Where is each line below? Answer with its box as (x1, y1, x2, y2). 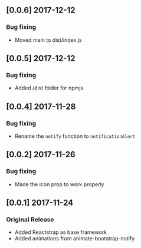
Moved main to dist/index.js (14, 36, 82, 44)
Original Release (6, 216, 54, 224)
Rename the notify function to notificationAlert (14, 133, 136, 140)
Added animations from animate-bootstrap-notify (14, 235, 135, 242)
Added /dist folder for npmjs (14, 84, 84, 91)
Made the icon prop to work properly (14, 180, 104, 188)
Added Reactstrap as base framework (14, 229, 107, 236)
